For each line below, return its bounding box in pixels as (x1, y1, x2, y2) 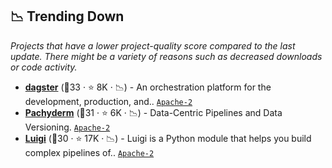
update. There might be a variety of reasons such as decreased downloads (10, 50, 323, 62)
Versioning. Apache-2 (24, 121, 111, 133)
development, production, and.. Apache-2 (24, 95, 193, 107)
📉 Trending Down (10, 8, 125, 25)
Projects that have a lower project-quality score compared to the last (10, 39, 296, 52)
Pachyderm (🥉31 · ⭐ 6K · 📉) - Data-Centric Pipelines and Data (24, 106, 283, 118)
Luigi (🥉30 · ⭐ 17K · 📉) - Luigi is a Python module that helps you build (24, 132, 312, 144)
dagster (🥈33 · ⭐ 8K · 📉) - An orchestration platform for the (24, 81, 272, 93)
